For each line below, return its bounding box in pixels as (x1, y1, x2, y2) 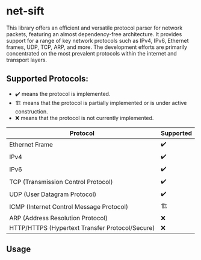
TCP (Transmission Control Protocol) (9, 178, 113, 186)
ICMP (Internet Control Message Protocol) (9, 203, 128, 211)
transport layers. (6, 56, 47, 63)
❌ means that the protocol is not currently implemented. (14, 114, 154, 121)
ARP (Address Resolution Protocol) (9, 214, 108, 222)
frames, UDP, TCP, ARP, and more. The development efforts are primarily (6, 43, 188, 51)
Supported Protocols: (6, 74, 88, 84)
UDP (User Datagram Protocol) (9, 190, 97, 198)
